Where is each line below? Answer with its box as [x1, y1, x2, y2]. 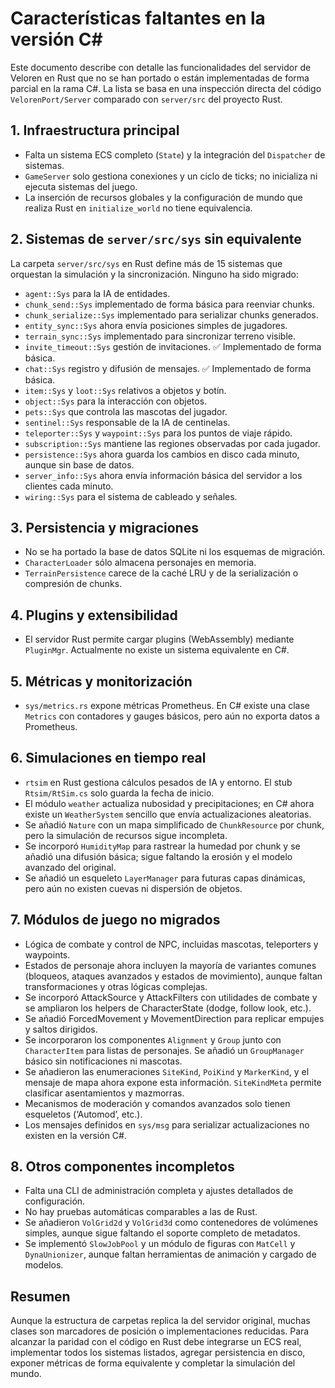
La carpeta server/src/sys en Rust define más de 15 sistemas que [10, 257, 283, 269]
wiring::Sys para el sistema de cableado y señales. [24, 490, 238, 502]
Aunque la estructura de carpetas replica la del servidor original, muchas [10, 1315, 311, 1327]
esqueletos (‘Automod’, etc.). [24, 1108, 143, 1120]
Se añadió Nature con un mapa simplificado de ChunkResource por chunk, [24, 818, 325, 831]
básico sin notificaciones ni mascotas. [24, 1055, 183, 1067]
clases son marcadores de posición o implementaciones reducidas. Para [10, 1325, 310, 1337]
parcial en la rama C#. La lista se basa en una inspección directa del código [10, 82, 322, 94]
